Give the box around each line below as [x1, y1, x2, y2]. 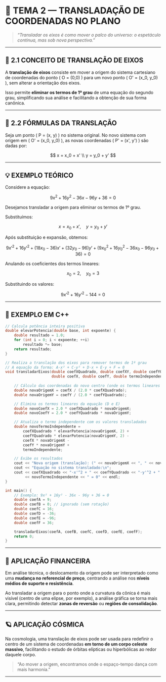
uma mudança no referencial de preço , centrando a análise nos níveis [5, 575, 150, 581]
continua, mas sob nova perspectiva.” [17, 37, 95, 43]
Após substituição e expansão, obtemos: [5, 234, 88, 240]
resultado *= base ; [23, 342, 63, 347]
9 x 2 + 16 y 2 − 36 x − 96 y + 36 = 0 [50, 194, 116, 201]
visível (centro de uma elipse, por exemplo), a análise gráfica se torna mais [5, 595, 158, 601]
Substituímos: [5, 214, 33, 220]
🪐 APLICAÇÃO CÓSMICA [5, 620, 84, 629]
